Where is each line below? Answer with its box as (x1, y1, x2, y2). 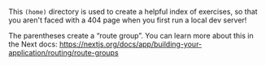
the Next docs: (8, 39, 59, 49)
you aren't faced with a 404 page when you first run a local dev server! (8, 15, 247, 25)
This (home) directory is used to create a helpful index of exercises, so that (8, 7, 258, 16)
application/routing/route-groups (8, 48, 120, 57)
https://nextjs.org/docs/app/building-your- (59, 39, 203, 49)
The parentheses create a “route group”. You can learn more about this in (8, 31, 254, 40)
